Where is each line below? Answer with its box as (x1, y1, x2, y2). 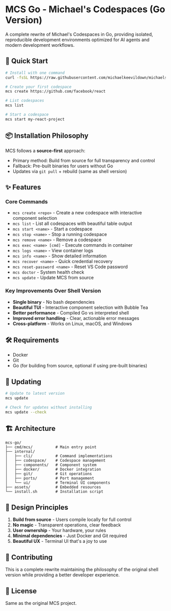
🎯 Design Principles (5, 503, 69, 512)
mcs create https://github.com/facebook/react (5, 89, 106, 94)
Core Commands (5, 198, 48, 205)
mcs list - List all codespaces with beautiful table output (12, 220, 132, 227)
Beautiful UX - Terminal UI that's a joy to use (12, 538, 107, 544)
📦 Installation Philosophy (5, 131, 89, 140)
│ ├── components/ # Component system (5, 462, 97, 468)
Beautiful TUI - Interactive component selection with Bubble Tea (12, 304, 149, 310)
